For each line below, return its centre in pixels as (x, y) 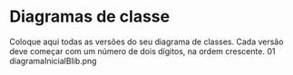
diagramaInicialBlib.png (53, 61)
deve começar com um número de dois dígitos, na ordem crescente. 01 (142, 51)
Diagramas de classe (90, 17)
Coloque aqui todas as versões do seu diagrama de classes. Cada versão (146, 42)
